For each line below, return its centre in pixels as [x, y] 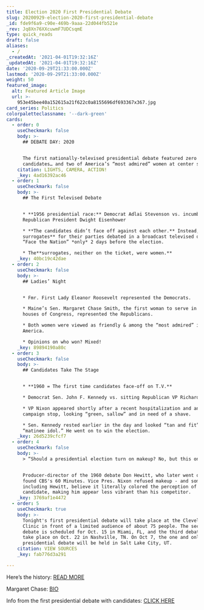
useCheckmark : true [42, 509]
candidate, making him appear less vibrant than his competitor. [107, 492]
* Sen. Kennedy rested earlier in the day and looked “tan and [104, 425]
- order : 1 [25, 181]
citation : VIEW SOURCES [47, 549]
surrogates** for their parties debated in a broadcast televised [108, 237]
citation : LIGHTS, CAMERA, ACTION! [62, 170]
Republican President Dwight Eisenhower [74, 220]
